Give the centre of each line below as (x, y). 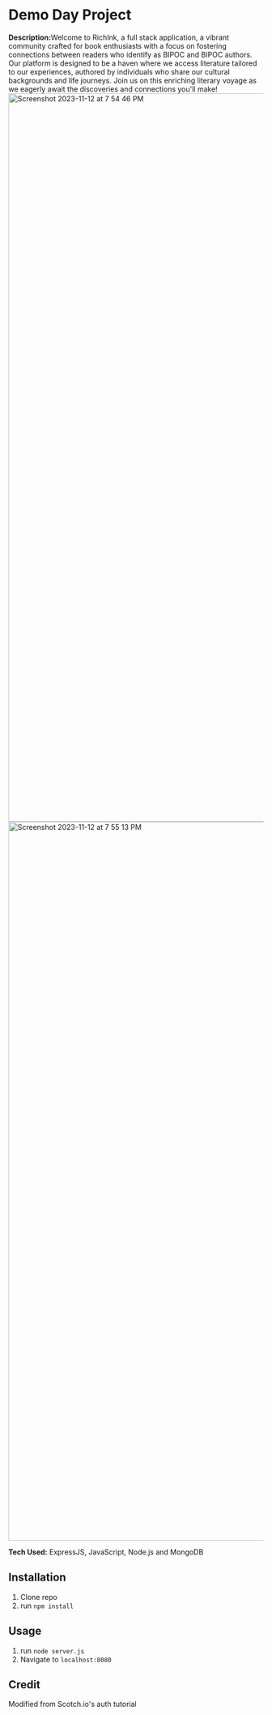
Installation (37, 1578)
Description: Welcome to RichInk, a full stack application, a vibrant (119, 37)
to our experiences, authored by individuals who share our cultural (119, 71)
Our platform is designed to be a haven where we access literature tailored (133, 63)
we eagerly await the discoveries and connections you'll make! (113, 89)
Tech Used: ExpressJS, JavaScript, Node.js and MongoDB (106, 1552)
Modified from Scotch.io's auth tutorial (72, 1704)
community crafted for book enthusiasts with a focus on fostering (117, 45)
